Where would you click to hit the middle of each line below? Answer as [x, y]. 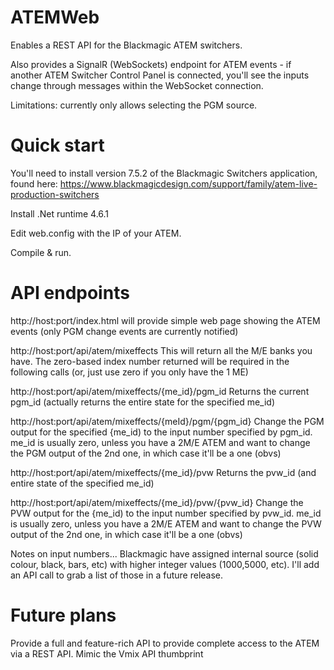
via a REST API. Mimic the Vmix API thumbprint [107, 653]
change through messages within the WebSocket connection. [137, 85]
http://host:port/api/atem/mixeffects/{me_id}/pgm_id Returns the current [160, 391]
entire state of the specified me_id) [82, 483]
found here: [34, 183]
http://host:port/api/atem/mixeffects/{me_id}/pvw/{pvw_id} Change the [157, 502]
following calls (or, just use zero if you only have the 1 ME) [129, 372]
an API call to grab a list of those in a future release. [117, 575]
